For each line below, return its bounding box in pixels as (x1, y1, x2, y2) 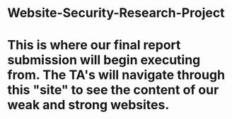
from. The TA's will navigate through (7, 67, 225, 83)
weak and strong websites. (7, 97, 170, 113)
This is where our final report (7, 37, 181, 54)
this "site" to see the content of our (7, 82, 219, 98)
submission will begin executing (7, 52, 201, 68)
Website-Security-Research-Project (7, 5, 225, 21)
